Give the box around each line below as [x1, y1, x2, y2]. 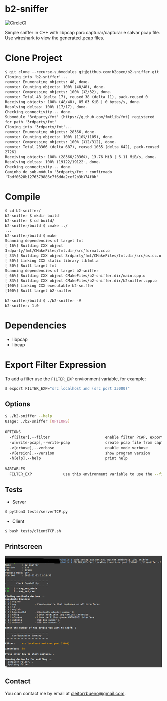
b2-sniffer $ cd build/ [5, 218, 55, 223]
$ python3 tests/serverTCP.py [5, 509, 68, 514]
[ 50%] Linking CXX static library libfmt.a [5, 258, 99, 263]
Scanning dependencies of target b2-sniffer [5, 268, 99, 273]
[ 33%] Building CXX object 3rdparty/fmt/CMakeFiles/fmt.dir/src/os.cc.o [5, 253, 162, 258]
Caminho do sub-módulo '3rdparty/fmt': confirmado [5, 169, 112, 174]
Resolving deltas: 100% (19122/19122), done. [5, 159, 101, 164]
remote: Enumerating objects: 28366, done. [5, 129, 97, 134]
